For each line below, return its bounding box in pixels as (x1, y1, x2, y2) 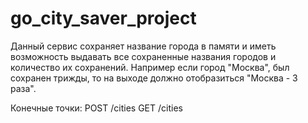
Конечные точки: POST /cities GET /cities (10, 102, 183, 114)
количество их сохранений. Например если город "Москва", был (10, 61, 290, 73)
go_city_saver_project (10, 7, 197, 30)
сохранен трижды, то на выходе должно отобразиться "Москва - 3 (10, 72, 298, 84)
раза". (10, 82, 37, 94)
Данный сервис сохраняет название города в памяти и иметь (10, 40, 277, 52)
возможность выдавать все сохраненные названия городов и (10, 50, 277, 62)
